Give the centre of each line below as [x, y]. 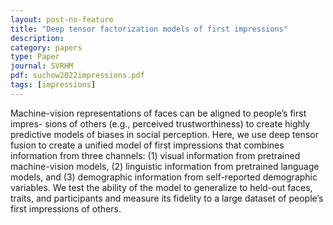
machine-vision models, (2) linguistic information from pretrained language [165, 166]
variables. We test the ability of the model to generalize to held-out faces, [161, 187]
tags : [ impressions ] [53, 85]
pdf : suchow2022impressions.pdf [77, 76]
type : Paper [35, 57]
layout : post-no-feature [62, 19]
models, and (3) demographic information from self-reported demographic [164, 177]
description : [37, 38]
